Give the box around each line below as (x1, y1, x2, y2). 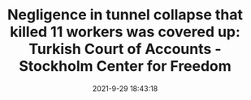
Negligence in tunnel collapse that (7, 6, 243, 24)
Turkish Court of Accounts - (28, 40, 222, 58)
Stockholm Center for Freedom (18, 57, 232, 76)
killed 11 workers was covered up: (10, 23, 240, 41)
